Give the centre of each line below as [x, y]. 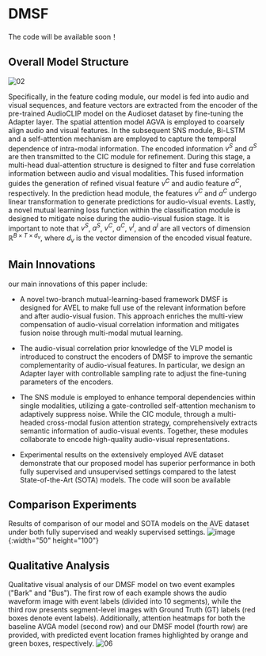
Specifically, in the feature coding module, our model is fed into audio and [129, 97]
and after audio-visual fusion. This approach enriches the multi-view [131, 316]
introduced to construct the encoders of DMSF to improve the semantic [136, 357]
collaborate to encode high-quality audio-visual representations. [125, 439]
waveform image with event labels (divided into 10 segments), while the [125, 601]
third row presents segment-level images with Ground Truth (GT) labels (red [132, 610]
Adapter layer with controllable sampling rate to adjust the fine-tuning [133, 373]
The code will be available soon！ [63, 36]
